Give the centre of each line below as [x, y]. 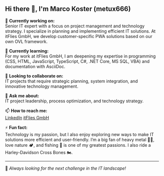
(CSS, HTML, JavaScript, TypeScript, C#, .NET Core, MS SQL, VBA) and [77, 61]
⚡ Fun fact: [16, 127]
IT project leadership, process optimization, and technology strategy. [74, 101]
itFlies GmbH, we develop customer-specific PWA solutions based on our [79, 36]
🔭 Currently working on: [30, 20]
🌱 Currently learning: [27, 51]
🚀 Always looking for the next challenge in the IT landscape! [66, 168]
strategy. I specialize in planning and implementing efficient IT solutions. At [80, 31]
